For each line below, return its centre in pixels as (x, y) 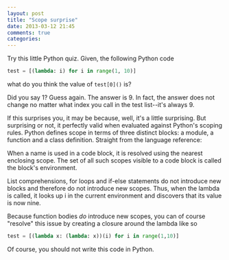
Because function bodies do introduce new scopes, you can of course (106, 216)
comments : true (29, 33)
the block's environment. (42, 168)
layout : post (26, 13)
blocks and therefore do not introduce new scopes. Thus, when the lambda (113, 188)
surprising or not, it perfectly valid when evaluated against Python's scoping (115, 125)
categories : (24, 39)
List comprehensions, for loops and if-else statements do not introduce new (114, 181)
